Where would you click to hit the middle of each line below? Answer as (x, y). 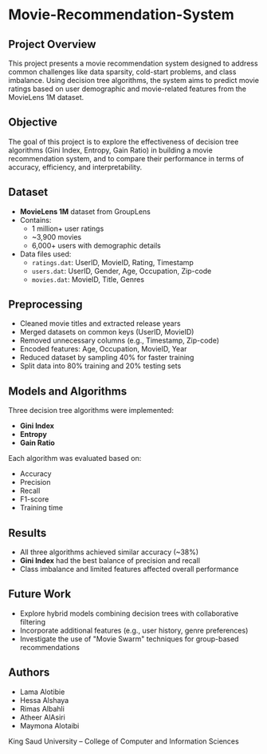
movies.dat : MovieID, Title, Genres (88, 279)
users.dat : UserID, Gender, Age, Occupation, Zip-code (122, 271)
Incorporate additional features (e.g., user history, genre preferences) (134, 630)
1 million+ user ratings (68, 228)
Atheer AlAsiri (42, 717)
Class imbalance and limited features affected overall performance (129, 569)
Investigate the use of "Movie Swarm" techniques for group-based (129, 639)
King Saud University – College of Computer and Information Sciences (124, 741)
